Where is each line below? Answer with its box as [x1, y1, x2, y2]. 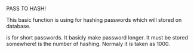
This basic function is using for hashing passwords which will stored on [6, 16, 182, 23]
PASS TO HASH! [6, 5, 47, 12]
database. [6, 23, 31, 29]
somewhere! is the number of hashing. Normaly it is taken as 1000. [6, 41, 170, 47]
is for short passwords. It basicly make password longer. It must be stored [6, 34, 189, 41]
